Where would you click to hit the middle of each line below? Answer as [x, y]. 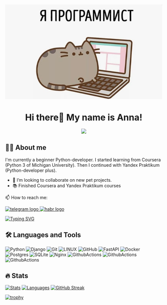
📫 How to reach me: [26, 197]
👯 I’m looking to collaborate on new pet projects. [62, 180]
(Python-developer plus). [31, 170]
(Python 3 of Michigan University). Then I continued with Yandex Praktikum [83, 165]
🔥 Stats [17, 276]
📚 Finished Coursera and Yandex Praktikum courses [67, 185]
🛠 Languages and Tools [43, 235]
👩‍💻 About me [26, 148]
